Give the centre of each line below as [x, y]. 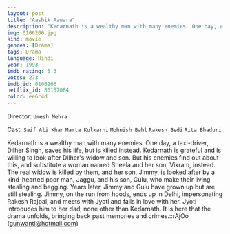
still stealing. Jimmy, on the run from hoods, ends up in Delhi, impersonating [115, 194]
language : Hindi [30, 58]
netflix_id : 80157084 [38, 90]
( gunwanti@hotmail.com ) [43, 223]
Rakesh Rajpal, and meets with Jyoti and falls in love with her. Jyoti [102, 201]
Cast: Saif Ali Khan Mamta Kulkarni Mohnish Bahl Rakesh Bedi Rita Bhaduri [114, 129]
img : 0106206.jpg [32, 33]
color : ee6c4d [28, 97]
